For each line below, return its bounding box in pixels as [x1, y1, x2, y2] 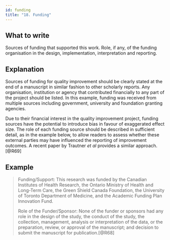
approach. [135, 142, 158, 149]
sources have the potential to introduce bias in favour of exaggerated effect [5, 121, 165, 127]
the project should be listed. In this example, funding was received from [5, 95, 157, 101]
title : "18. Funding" [5, 12, 52, 17]
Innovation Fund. [17, 198, 54, 204]
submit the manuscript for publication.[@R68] [17, 229, 115, 235]
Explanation [5, 65, 45, 74]
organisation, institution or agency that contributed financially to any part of [5, 89, 165, 95]
